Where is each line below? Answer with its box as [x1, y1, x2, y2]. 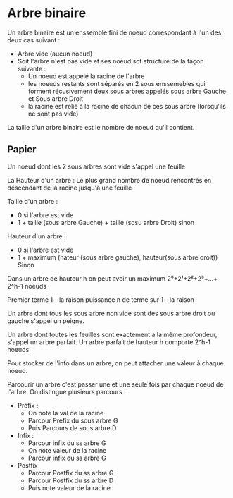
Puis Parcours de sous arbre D [27, 423, 117, 432]
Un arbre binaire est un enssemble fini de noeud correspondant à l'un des [7, 28, 222, 37]
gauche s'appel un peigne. [7, 316, 84, 325]
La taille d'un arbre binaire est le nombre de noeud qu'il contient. [7, 123, 195, 131]
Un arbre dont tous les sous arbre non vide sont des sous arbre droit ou [7, 309, 215, 317]
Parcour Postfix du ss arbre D [27, 476, 114, 485]
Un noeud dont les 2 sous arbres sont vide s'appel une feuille [7, 162, 185, 171]
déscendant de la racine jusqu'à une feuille [7, 183, 132, 192]
